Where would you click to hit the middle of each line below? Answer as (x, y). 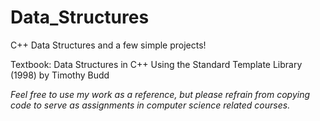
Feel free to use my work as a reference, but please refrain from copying (160, 94)
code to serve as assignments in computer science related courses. (150, 105)
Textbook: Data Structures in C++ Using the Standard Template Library (156, 64)
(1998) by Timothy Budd (60, 75)
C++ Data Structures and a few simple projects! (108, 45)
